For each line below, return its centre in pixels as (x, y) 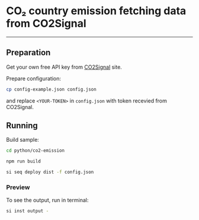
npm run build (24, 161)
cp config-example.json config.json (51, 89)
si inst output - (28, 211)
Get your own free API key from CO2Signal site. (64, 67)
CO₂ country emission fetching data (96, 11)
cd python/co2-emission (36, 151)
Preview (18, 187)
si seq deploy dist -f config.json (50, 172)
